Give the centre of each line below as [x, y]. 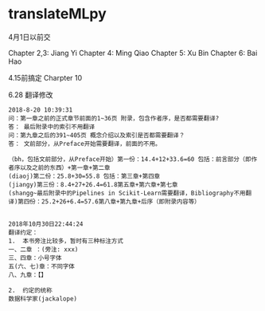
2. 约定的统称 [31, 290]
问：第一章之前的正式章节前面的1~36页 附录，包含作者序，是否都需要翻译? [114, 118]
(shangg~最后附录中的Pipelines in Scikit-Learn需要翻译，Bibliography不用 [127, 193]
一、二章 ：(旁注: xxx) [43, 249]
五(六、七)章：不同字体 [42, 266]
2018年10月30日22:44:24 [46, 224]
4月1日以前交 [29, 37]
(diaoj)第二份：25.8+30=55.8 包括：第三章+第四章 [84, 176]
